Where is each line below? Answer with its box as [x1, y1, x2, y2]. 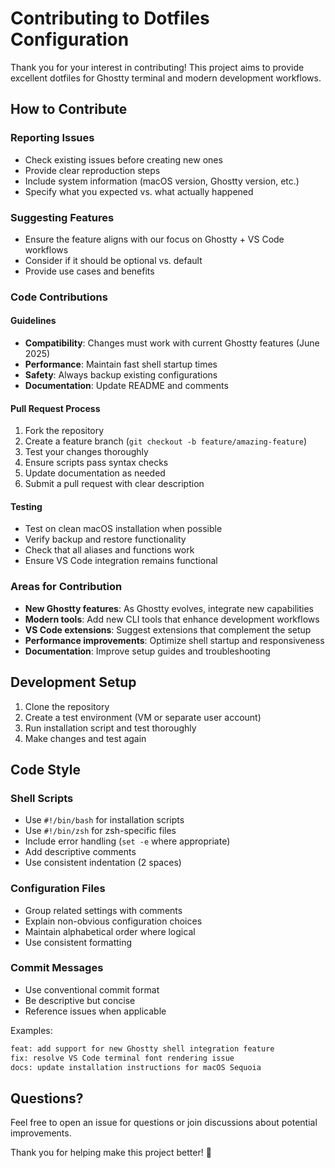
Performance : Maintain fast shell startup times [24, 358, 218, 371]
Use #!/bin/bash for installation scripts [24, 814, 185, 826]
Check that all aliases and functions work [24, 544, 195, 556]
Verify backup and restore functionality [24, 533, 187, 546]
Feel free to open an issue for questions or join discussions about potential [10, 1117, 318, 1129]
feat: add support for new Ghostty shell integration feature [10, 1043, 275, 1054]
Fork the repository [24, 425, 105, 437]
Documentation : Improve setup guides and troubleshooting [24, 645, 271, 657]
